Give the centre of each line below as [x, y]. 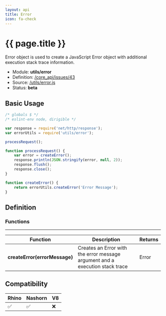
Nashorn [37, 298]
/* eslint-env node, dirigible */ [41, 119]
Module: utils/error [32, 72]
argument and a [96, 261]
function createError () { [32, 183]
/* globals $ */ [22, 115]
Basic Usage [25, 103]
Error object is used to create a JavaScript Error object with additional [76, 57]
